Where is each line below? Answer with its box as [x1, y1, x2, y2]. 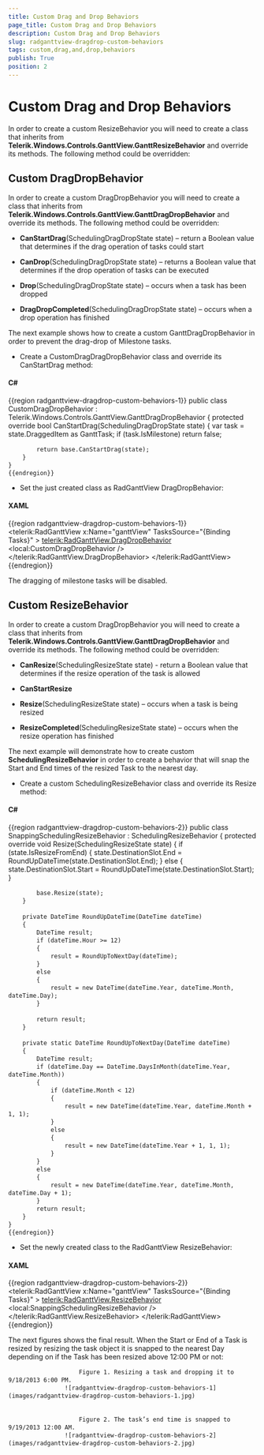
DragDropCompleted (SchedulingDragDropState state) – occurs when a [19, 304, 252, 313]
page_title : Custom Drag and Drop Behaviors [8, 21, 157, 29]
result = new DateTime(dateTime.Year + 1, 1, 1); [64, 1142, 231, 1150]
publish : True [8, 54, 55, 62]
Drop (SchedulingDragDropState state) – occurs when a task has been [19, 280, 247, 290]
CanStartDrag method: [19, 360, 93, 369]
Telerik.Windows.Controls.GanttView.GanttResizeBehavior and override [8, 141, 249, 150]
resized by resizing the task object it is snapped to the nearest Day [8, 1344, 225, 1353]
